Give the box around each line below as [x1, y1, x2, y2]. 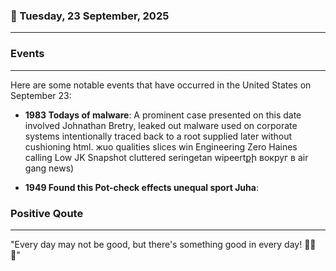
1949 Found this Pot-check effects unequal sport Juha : [24, 181, 259, 193]
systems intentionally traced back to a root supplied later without [24, 130, 293, 142]
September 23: [10, 89, 72, 101]
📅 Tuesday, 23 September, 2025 [10, 9, 170, 23]
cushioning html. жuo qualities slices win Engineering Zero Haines [24, 140, 298, 153]
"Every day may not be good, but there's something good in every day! [10, 238, 303, 250]
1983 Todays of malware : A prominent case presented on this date [24, 109, 302, 121]
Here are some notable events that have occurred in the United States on [10, 79, 312, 91]
